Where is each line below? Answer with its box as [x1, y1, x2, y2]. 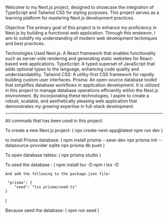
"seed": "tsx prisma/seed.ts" [14, 184, 77, 189]
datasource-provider [5, 142, 48, 148]
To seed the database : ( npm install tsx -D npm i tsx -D [5, 162, 119, 167]
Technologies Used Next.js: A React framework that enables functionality [5, 50, 156, 56]
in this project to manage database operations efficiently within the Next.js [5, 87, 158, 93]
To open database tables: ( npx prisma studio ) [5, 152, 101, 158]
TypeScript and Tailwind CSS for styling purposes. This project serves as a [5, 9, 159, 15]
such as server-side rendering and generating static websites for [5, 55, 139, 61]
